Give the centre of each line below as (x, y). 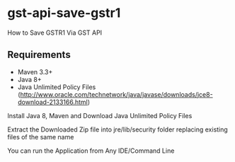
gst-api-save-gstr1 (64, 13)
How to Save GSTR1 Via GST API (55, 33)
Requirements (39, 55)
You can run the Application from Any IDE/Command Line (91, 151)
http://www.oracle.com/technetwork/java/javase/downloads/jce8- (117, 94)
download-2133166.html (53, 102)
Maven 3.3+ (35, 71)
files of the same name (41, 137)
